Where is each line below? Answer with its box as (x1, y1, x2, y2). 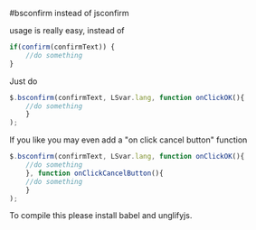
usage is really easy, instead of (9, 25, 125, 35)
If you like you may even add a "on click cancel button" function (9, 134, 248, 145)
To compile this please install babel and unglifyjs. (9, 210, 193, 221)
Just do (9, 76, 38, 87)
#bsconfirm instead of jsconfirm (9, 8, 129, 18)
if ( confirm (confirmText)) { (9, 42, 116, 51)
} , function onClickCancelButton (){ (25, 169, 165, 178)
